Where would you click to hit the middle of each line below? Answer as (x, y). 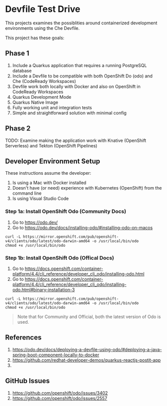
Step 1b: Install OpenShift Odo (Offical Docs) (60, 258)
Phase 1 (17, 53)
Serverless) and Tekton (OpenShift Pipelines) (51, 145)
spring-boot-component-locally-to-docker (56, 355)
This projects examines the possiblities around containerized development (81, 23)
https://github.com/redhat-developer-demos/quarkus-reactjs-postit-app (86, 360)
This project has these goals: (35, 38)
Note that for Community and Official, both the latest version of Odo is (89, 317)
